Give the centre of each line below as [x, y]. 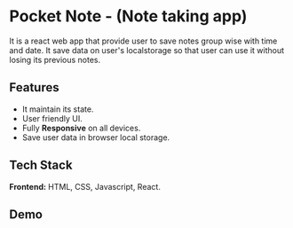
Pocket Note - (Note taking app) [128, 16]
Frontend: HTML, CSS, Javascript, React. [85, 186]
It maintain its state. [58, 109]
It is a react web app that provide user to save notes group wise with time [143, 41]
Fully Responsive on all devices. [81, 128]
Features [34, 87]
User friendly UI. [52, 118]
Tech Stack [41, 165]
